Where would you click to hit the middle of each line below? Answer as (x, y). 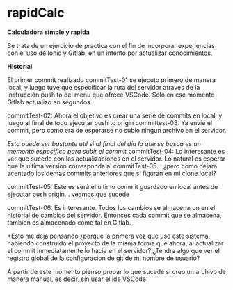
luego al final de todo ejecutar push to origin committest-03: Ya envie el (110, 122)
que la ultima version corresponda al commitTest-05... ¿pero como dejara (112, 166)
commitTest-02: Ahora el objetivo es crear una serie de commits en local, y (115, 115)
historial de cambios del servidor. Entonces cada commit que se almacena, (114, 215)
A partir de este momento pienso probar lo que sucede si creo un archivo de (116, 271)
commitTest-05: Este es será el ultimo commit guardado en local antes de (113, 186)
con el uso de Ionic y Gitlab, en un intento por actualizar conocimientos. (110, 53)
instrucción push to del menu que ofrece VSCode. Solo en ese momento (111, 95)
